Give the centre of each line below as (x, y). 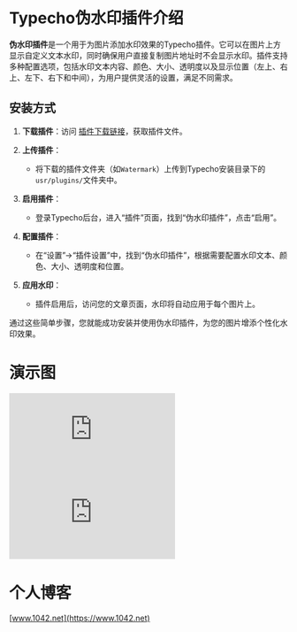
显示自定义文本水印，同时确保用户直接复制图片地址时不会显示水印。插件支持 (148, 55)
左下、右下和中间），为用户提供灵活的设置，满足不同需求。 (131, 77)
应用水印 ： (42, 285)
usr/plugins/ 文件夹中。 (78, 180)
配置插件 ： (42, 236)
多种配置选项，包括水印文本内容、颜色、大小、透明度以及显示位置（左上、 (145, 66)
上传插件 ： (42, 150)
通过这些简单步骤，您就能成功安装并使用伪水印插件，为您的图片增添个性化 (145, 322)
